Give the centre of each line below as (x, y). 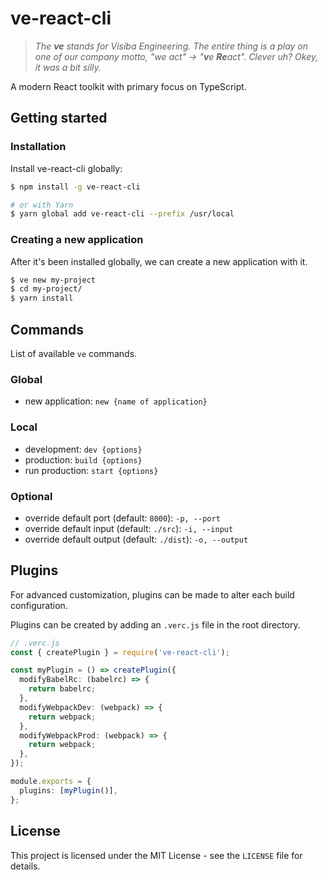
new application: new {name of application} (116, 401)
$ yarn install (42, 298)
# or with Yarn (42, 205)
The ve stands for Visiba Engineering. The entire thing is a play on (171, 46)
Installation (38, 147)
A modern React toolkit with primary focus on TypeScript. (128, 86)
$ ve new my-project (53, 280)
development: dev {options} (83, 449)
